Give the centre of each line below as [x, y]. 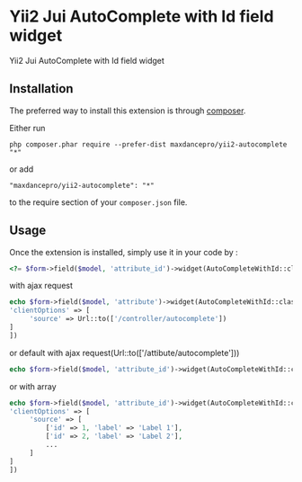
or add [22, 169]
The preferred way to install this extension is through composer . [128, 111]
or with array [33, 386]
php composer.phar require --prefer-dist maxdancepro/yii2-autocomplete [148, 144]
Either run [27, 128]
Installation [41, 89]
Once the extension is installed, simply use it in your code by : [124, 252]
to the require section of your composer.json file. [98, 202]
